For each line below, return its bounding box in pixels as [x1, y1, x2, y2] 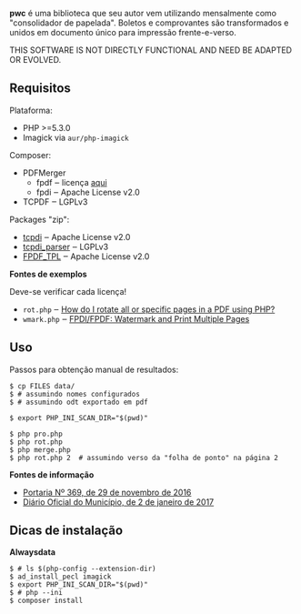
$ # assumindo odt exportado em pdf [9, 398, 148, 407]
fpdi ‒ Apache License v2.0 [35, 186, 141, 197]
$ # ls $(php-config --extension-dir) [9, 564, 156, 574]
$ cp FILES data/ [9, 381, 75, 390]
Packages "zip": [9, 214, 70, 225]
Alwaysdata [9, 547, 56, 558]
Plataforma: [9, 105, 53, 116]
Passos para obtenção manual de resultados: [9, 364, 179, 375]
